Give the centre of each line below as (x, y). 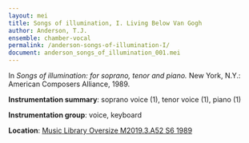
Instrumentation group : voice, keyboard (75, 115)
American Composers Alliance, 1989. (69, 84)
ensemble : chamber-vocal (50, 38)
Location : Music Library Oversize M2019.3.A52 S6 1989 (100, 130)
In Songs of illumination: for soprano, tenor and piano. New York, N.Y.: (124, 75)
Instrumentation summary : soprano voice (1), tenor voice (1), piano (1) (125, 99)
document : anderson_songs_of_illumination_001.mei (94, 53)
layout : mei (28, 16)
